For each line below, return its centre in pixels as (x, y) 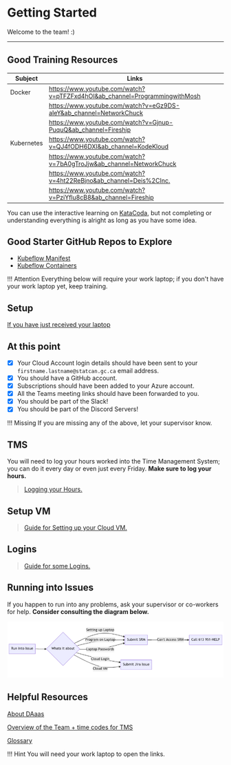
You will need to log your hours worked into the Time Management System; (114, 461)
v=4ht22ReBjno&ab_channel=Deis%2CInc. (109, 180)
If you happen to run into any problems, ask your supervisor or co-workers (113, 604)
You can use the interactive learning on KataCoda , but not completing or (109, 212)
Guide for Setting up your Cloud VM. (75, 527)
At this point (34, 346)
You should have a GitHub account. (67, 378)
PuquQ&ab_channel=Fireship (90, 130)
